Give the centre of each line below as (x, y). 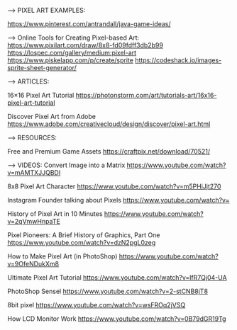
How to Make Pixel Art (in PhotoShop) (62, 256)
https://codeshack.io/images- (178, 60)
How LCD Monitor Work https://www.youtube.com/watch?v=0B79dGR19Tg (117, 319)
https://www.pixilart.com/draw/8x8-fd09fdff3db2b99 (85, 45)
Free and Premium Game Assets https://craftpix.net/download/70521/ (109, 151)
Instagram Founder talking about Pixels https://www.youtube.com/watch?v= (118, 200)
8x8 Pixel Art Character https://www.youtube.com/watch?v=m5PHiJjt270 (114, 186)
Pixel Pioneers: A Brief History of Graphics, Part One (84, 235)
